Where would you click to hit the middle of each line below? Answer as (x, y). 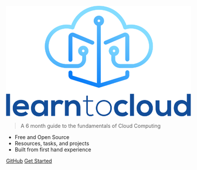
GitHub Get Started (29, 161)
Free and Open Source (42, 137)
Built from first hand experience (53, 150)
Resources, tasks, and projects (52, 144)
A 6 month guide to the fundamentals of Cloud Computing (91, 126)
